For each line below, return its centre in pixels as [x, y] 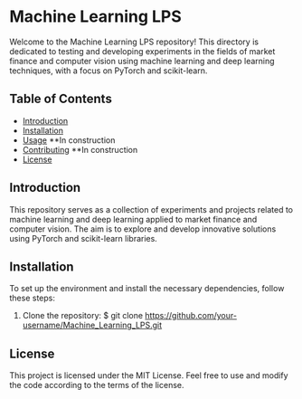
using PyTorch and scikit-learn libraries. [84, 238]
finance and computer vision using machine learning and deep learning [142, 61]
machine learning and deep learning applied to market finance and [133, 219]
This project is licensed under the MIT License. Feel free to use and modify [149, 375]
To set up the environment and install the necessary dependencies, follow [147, 289]
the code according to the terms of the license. [97, 385]
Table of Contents [61, 99]
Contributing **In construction [80, 149]
